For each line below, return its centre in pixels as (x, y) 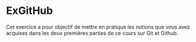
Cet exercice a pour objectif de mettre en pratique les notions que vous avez (98, 27)
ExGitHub (30, 11)
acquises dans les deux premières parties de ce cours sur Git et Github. (92, 33)
